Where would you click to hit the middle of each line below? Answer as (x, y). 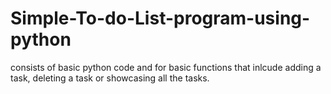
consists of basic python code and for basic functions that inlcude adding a (166, 67)
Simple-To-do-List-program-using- (160, 18)
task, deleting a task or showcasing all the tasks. (110, 78)
